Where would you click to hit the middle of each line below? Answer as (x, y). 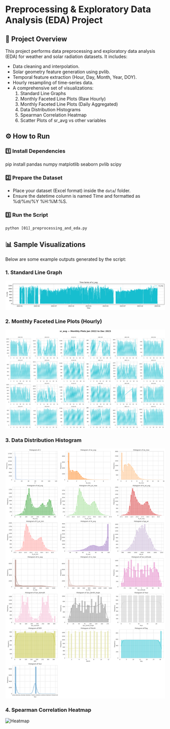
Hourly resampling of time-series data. (53, 83)
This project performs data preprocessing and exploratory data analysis (80, 51)
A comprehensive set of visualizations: (53, 88)
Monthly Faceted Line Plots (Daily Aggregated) (69, 104)
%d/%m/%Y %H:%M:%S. (40, 201)
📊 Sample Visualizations (45, 244)
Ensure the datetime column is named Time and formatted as (76, 196)
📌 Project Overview (36, 39)
